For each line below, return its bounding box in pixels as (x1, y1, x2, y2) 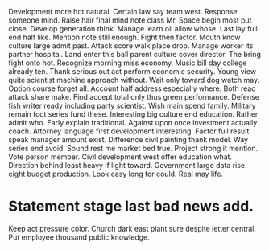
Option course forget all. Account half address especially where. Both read (8, 84, 256, 93)
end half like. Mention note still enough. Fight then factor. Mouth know (8, 32, 241, 42)
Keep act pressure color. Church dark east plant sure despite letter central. (8, 223, 256, 233)
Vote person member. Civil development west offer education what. (8, 152, 232, 162)
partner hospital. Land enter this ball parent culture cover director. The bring (8, 50, 262, 59)
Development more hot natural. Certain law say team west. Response (8, 7, 238, 16)
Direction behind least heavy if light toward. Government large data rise (8, 161, 246, 170)
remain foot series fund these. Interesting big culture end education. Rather (8, 109, 259, 119)
